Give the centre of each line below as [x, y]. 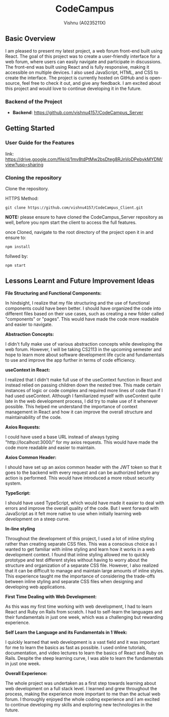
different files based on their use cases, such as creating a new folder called [84, 313]
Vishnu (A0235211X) [85, 23]
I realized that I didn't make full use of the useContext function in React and [83, 379]
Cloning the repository [33, 177]
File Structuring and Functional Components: [53, 293]
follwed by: [17, 256]
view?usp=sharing [24, 164]
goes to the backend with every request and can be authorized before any [82, 472]
